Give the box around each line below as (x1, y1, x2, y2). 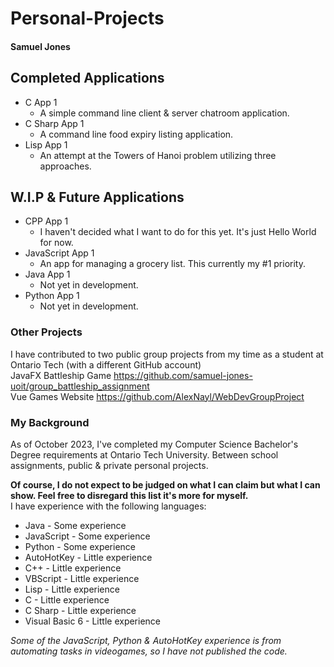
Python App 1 (24, 290, 80, 302)
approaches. (39, 160, 92, 172)
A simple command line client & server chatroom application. (39, 107, 290, 119)
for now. (39, 237, 74, 249)
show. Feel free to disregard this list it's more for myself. (10, 490, 249, 501)
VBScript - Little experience (24, 573, 140, 584)
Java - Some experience (24, 520, 127, 531)
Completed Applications (10, 70, 165, 87)
